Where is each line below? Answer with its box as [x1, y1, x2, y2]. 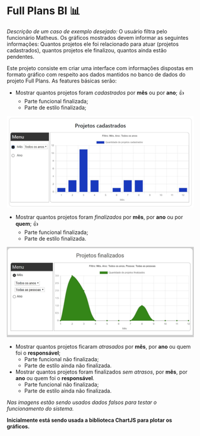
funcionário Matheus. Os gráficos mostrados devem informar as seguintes [7, 34, 189, 41]
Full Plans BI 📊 [7, 4, 81, 18]
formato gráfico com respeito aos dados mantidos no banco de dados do [7, 71, 186, 78]
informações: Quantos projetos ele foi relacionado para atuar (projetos [7, 40, 179, 48]
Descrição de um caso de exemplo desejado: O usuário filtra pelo [7, 27, 168, 35]
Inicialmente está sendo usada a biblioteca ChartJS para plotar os [7, 416, 173, 424]
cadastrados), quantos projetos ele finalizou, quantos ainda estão [7, 46, 167, 53]
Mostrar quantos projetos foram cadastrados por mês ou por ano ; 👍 [15, 89, 185, 96]
